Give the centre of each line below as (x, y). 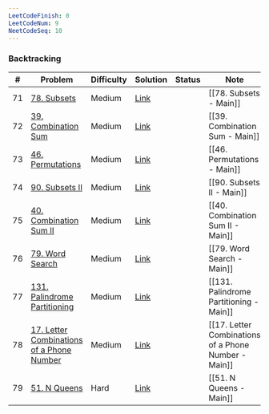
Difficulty (109, 79)
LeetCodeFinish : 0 (39, 16)
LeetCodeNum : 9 (34, 23)
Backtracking (35, 59)
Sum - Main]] (234, 136)
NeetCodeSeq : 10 (35, 30)
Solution (151, 79)
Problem (57, 79)
